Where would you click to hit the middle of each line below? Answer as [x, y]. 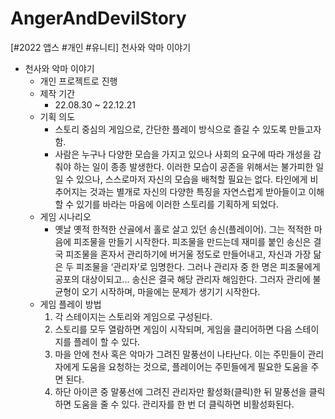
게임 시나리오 [65, 216]
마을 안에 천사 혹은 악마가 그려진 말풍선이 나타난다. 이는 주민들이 [180, 354]
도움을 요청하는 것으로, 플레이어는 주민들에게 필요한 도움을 [195, 366]
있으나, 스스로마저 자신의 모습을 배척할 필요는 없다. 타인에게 [192, 179]
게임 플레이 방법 [70, 304]
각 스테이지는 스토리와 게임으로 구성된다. [133, 316]
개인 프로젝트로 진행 [78, 81]
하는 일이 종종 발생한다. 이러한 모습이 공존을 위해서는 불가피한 [193, 166]
